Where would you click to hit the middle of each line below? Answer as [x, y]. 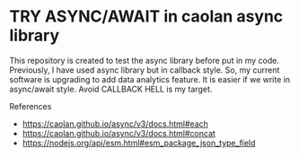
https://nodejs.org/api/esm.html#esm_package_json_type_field [139, 143]
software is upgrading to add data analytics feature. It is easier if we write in [149, 79]
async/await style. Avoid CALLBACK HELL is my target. [111, 89]
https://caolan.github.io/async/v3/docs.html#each [115, 124]
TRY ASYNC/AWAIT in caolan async [146, 17]
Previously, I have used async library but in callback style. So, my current [145, 70]
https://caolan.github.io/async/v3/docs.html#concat [119, 133]
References [31, 106]
